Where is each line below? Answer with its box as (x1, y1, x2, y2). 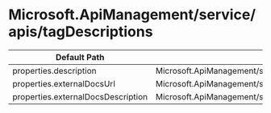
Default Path (55, 51, 105, 63)
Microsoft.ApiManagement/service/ (8, 6, 256, 24)
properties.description (12, 65, 97, 76)
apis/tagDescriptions (8, 22, 153, 41)
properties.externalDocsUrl (12, 78, 115, 89)
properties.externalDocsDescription (12, 91, 148, 102)
